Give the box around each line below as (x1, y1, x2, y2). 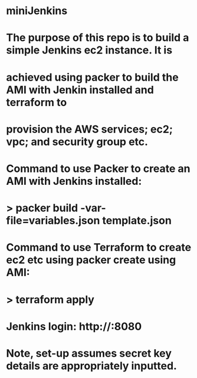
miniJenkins (6, 4, 68, 18)
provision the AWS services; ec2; (6, 122, 173, 136)
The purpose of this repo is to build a (6, 31, 189, 45)
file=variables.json (6, 214, 100, 227)
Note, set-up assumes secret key (6, 346, 172, 360)
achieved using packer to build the (6, 71, 179, 84)
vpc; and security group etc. (6, 135, 149, 148)
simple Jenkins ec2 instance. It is (6, 44, 173, 57)
